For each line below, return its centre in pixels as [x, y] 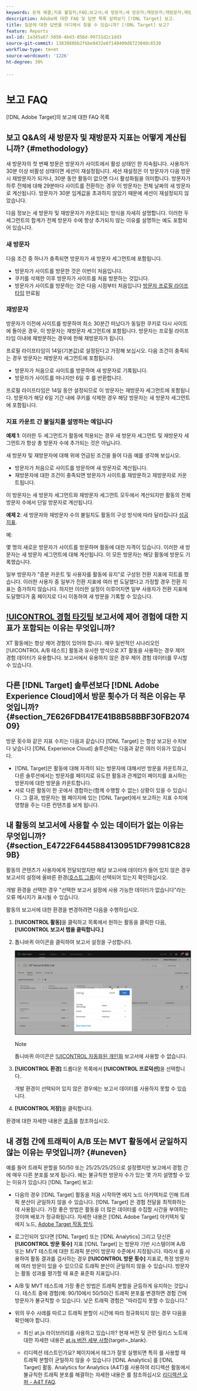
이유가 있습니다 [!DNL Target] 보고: [53, 1182]
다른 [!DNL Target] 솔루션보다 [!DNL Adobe [83, 686]
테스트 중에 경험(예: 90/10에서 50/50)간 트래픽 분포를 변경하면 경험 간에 [105, 1293]
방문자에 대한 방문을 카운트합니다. [53, 783]
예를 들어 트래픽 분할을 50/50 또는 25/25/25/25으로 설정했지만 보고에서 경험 [94, 1168]
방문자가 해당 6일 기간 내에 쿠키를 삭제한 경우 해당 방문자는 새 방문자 [92, 397]
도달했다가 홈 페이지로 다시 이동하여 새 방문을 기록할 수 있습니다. [80, 596]
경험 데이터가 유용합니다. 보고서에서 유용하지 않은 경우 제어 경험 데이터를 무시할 [97, 658]
